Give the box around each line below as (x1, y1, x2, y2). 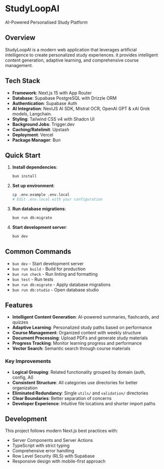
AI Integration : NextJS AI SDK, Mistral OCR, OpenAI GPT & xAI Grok (12, 106, 150, 111)
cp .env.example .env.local (12, 192, 70, 197)
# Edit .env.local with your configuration (12, 197, 103, 202)
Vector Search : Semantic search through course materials (12, 346, 131, 352)
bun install (12, 174, 37, 179)
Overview (5, 34, 36, 42)
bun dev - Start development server (12, 260, 84, 266)
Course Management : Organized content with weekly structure (12, 330, 141, 336)
